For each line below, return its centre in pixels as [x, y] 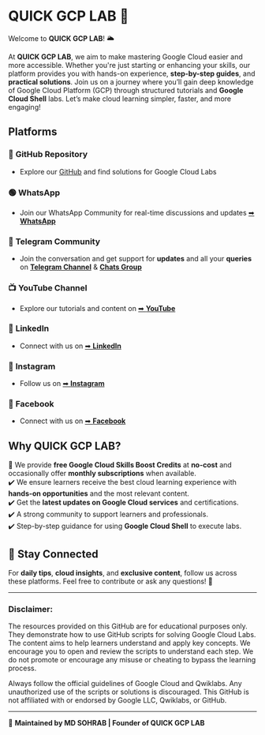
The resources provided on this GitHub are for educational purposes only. [128, 626]
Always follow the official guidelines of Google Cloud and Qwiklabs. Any [125, 684]
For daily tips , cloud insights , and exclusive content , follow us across [123, 573]
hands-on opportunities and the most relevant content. [99, 493]
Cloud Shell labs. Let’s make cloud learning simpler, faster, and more [119, 99]
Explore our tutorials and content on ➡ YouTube [97, 308]
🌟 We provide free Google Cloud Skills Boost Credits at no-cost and [120, 465]
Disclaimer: [31, 609]
